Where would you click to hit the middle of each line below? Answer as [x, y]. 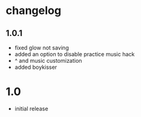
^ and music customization [48, 61]
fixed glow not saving [42, 48]
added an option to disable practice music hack [74, 54]
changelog [34, 11]
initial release [31, 108]
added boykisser [36, 67]
